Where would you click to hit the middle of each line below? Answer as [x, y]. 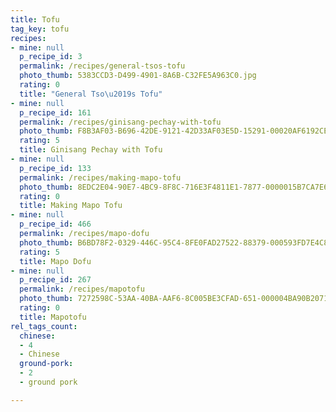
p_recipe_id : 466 [55, 224]
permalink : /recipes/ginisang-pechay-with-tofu [120, 122]
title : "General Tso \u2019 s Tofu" [91, 94]
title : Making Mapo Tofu [71, 206]
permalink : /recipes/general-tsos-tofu [102, 66]
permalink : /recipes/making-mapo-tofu [100, 177]
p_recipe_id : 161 [55, 112]
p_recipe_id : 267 [55, 280]
